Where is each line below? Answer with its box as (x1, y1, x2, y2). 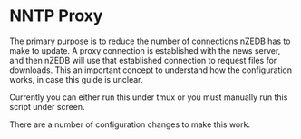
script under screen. (9, 101, 85, 112)
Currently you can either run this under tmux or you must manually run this (9, 92, 288, 103)
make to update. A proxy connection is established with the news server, (9, 45, 281, 55)
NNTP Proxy (9, 5, 103, 26)
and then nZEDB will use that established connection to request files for (9, 55, 277, 65)
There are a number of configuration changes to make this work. (9, 119, 251, 130)
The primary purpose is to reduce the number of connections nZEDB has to (9, 35, 291, 46)
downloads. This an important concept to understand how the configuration (9, 65, 293, 75)
